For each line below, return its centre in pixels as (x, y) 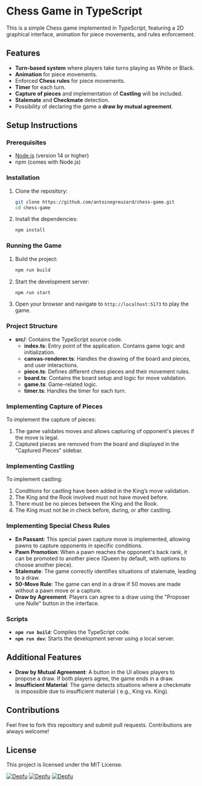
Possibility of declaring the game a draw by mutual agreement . (94, 106)
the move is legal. (37, 437)
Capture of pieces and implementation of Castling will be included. (99, 93)
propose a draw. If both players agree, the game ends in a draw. (94, 678)
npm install (30, 230)
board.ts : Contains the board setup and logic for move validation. (105, 378)
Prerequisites (26, 143)
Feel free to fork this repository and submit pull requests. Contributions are (99, 725)
